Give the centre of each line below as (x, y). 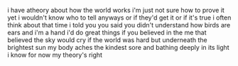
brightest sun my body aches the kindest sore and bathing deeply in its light (118, 47)
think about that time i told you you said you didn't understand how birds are (119, 25)
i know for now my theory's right (55, 55)
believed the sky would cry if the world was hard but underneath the (107, 40)
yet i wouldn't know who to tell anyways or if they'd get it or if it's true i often (119, 18)
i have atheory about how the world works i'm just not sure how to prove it (116, 10)
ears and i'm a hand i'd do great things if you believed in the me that (107, 32)
